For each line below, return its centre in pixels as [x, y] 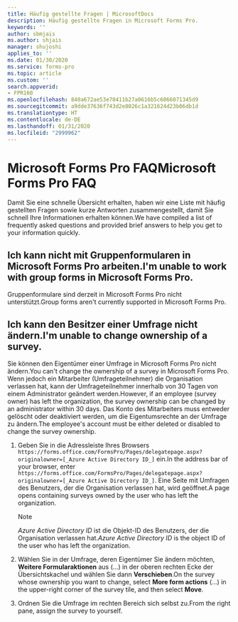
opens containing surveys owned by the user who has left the [108, 495]
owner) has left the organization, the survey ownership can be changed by [117, 401]
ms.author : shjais [34, 40]
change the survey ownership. [52, 431]
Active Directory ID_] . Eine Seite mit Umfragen [158, 480]
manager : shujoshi [34, 47]
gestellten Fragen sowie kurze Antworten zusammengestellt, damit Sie [111, 210]
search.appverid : [33, 87]
